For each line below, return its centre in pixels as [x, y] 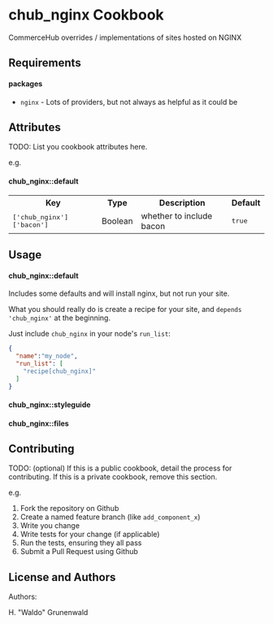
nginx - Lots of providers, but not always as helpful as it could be [129, 102]
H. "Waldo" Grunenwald [48, 613]
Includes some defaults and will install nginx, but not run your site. [119, 293]
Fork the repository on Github [69, 509]
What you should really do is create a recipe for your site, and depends [125, 310]
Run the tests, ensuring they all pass [81, 543]
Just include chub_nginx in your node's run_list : [89, 334]
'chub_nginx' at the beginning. [60, 318]
